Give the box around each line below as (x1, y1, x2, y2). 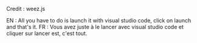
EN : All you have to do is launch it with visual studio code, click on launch (6, 17, 192, 24)
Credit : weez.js (6, 5, 46, 12)
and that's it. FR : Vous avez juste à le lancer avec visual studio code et (6, 24, 184, 30)
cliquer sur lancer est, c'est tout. (6, 30, 88, 37)
